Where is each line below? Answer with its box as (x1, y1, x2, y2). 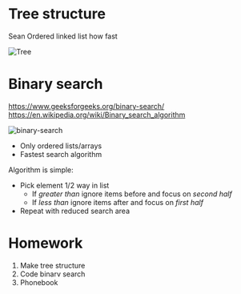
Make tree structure (19, 260, 86, 270)
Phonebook (19, 277, 58, 287)
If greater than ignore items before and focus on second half (31, 189, 232, 199)
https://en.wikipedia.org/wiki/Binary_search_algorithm (8, 110, 186, 119)
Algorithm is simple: (8, 165, 74, 175)
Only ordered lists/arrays (19, 141, 102, 151)
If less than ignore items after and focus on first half (31, 197, 204, 207)
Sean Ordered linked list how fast (8, 31, 118, 41)
